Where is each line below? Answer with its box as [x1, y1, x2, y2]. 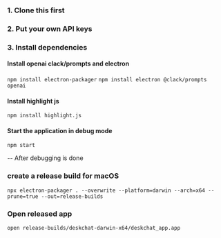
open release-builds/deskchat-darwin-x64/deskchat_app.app [7, 224, 181, 231]
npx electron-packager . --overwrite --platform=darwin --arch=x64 [7, 187, 206, 194]
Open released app [7, 209, 73, 219]
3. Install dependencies [7, 42, 88, 52]
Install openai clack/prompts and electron [7, 59, 130, 68]
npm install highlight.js [7, 112, 81, 119]
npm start [7, 142, 36, 149]
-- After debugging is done [7, 154, 84, 162]
